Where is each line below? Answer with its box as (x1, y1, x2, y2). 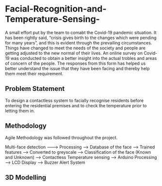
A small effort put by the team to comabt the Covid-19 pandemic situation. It (5, 29, 157, 35)
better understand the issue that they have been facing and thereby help (5, 65, 150, 71)
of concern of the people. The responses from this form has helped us (5, 60, 146, 66)
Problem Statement (5, 85, 65, 93)
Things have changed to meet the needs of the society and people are (5, 45, 146, 51)
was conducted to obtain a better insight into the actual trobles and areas (10, 55, 157, 61)
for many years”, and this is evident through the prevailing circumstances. (5, 40, 152, 45)
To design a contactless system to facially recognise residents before (5, 98, 144, 103)
